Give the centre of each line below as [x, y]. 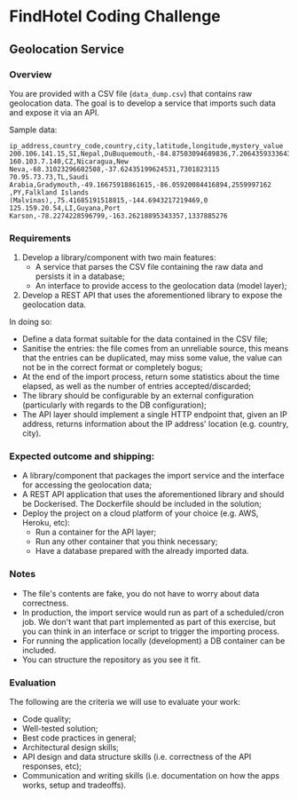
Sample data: [33, 130]
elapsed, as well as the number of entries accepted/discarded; [136, 386]
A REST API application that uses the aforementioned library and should [153, 494]
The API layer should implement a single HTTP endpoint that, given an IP [155, 415]
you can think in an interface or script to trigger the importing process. [151, 631]
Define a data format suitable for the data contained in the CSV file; [145, 339]
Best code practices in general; [79, 738]
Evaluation [32, 683]
